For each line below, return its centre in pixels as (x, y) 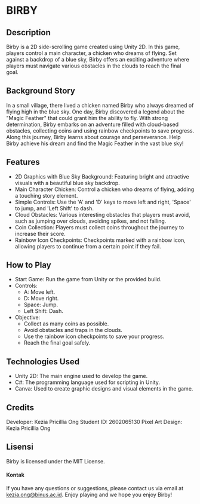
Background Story (41, 91)
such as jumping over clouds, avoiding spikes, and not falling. (90, 221)
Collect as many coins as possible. (66, 324)
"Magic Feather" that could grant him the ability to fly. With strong (87, 118)
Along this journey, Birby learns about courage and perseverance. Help (93, 137)
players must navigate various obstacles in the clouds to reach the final (94, 66)
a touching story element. (46, 195)
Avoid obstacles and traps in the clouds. (73, 330)
